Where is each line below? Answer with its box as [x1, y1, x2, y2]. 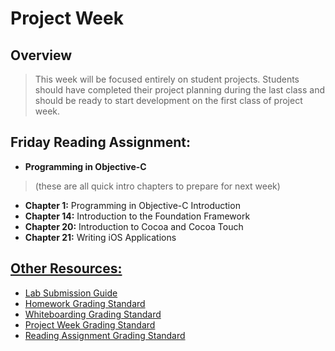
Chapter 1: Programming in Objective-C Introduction [24, 199, 241, 211]
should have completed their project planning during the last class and [34, 84, 326, 96]
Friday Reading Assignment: [10, 134, 192, 151]
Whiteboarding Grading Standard [24, 308, 162, 320]
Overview [10, 47, 73, 64]
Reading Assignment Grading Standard [24, 329, 186, 341]
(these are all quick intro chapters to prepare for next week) [34, 180, 281, 192]
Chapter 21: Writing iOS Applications [24, 231, 177, 243]
